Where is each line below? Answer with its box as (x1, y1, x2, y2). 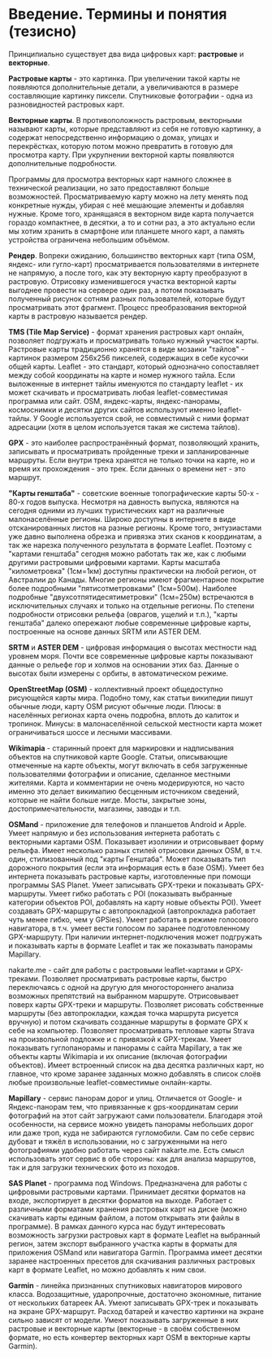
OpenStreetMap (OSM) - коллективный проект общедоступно (8, 684, 223, 694)
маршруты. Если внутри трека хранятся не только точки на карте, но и (8, 455, 256, 465)
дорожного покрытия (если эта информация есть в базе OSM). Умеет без (8, 862, 265, 872)
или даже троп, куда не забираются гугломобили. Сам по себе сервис (8, 1128, 255, 1137)
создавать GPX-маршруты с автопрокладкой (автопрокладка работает (8, 905, 257, 916)
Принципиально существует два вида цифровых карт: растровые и (8, 49, 244, 59)
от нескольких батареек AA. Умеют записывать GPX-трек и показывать (8, 1298, 258, 1308)
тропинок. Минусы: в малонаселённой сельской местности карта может (8, 718, 262, 729)
